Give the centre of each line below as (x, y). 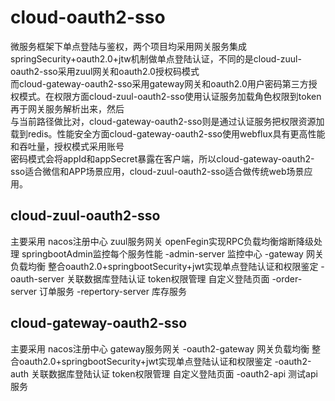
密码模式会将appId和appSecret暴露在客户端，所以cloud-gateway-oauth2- (162, 158)
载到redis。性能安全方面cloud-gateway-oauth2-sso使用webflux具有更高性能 (168, 133)
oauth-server (37, 278)
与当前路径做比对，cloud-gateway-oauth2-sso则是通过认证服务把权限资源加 (167, 121)
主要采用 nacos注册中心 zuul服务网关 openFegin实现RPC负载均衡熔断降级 (162, 241)
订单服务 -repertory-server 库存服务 (113, 291)
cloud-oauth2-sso (88, 17)
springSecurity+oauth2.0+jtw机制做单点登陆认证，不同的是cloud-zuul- (156, 58)
